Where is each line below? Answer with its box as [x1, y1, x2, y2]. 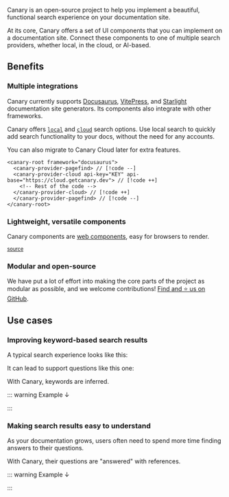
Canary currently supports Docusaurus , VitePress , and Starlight [7, 97, 187, 105]
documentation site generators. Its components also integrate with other [7, 104, 211, 113]
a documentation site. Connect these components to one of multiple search [7, 34, 221, 42]
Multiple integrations [7, 82, 79, 91]
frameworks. [7, 111, 43, 119]
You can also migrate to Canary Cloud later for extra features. [7, 146, 181, 154]
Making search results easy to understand [7, 421, 151, 430]
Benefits [7, 61, 45, 73]
